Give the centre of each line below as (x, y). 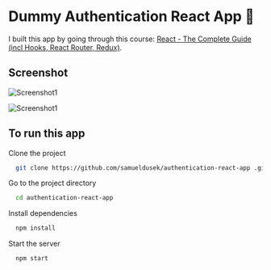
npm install (36, 228)
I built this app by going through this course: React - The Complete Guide (130, 39)
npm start (32, 259)
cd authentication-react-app (65, 198)
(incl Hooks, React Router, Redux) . (65, 47)
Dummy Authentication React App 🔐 (131, 17)
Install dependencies (43, 213)
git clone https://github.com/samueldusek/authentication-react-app (133, 168)
